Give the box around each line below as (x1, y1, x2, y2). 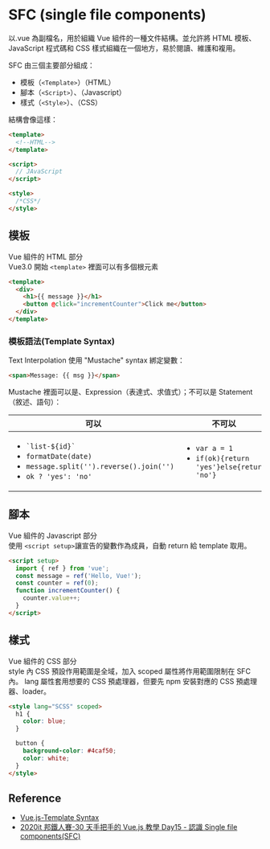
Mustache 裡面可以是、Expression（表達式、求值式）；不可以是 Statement (8, 388, 253, 397)
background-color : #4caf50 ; (22, 747, 117, 755)
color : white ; (22, 754, 70, 762)
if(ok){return (195, 454, 250, 463)
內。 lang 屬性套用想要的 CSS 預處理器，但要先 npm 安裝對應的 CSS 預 (8, 676, 243, 686)
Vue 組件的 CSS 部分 (8, 656, 78, 666)
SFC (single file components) (8, 6, 207, 24)
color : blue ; (22, 717, 67, 725)
